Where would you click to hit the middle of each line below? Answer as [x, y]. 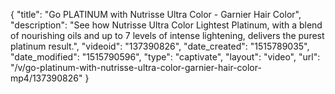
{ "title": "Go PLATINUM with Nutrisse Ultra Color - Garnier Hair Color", [156, 14]
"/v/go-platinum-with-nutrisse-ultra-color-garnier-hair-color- [136, 67]
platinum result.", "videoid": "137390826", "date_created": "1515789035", [160, 46]
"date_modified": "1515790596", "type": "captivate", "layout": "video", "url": [165, 57]
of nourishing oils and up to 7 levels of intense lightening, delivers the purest [167, 35]
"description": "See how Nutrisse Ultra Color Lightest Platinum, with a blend [166, 25]
